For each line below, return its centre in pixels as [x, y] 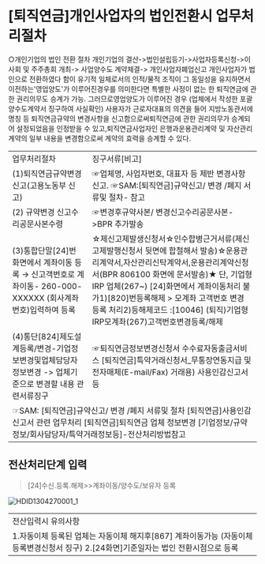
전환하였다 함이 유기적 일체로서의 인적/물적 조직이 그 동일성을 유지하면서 [140, 79]
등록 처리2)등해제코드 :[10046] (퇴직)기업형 [170, 310]
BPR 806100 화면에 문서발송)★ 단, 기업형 [177, 274]
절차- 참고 [127, 197]
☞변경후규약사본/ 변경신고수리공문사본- [163, 212]
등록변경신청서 [38, 547]
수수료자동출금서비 [215, 348]
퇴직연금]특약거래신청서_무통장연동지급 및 [178, 360]
